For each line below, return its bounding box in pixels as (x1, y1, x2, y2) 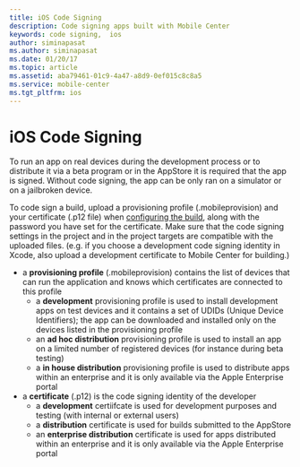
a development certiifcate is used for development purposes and (35, 401, 278, 411)
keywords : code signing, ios (9, 30, 123, 39)
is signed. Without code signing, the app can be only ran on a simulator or (9, 176, 282, 186)
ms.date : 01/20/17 (9, 55, 78, 64)
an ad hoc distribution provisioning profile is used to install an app (35, 333, 282, 345)
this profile (21, 286, 63, 297)
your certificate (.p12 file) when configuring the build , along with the (9, 212, 260, 222)
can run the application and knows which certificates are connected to (21, 277, 284, 288)
